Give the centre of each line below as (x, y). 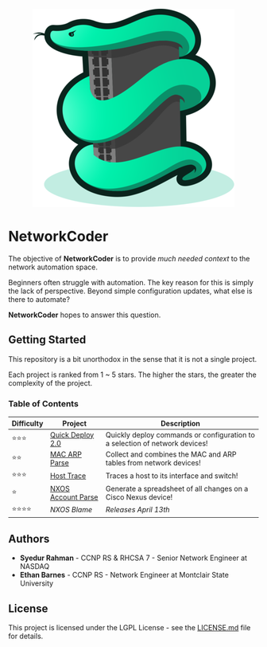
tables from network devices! (153, 463)
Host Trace (68, 476)
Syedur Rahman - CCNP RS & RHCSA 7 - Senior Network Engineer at (133, 558)
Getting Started (47, 340)
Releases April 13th (138, 510)
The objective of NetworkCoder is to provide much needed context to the (129, 258)
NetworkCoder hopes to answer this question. (85, 315)
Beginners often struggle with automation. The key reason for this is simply (131, 282)
